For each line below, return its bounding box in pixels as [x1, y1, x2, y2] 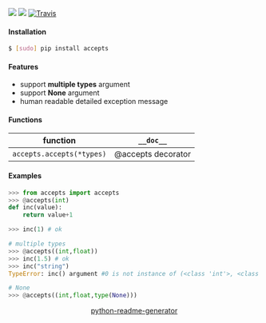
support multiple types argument [19, 80, 130, 90]
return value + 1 [22, 211, 73, 219]
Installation [8, 26, 46, 36]
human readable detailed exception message [19, 97, 169, 106]
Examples [8, 171, 42, 181]
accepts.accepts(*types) [12, 150, 107, 159]
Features [8, 62, 38, 71]
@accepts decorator [114, 149, 192, 160]
